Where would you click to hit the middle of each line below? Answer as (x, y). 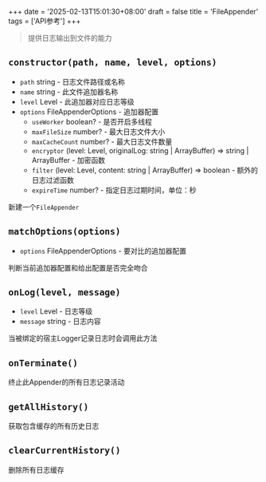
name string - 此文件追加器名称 (69, 92)
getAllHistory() (49, 407)
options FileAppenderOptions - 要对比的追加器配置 (103, 251)
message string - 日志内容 (60, 322)
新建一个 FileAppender (44, 207)
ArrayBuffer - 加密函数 (68, 160)
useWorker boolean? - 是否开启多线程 (92, 121)
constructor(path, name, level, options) (113, 63)
